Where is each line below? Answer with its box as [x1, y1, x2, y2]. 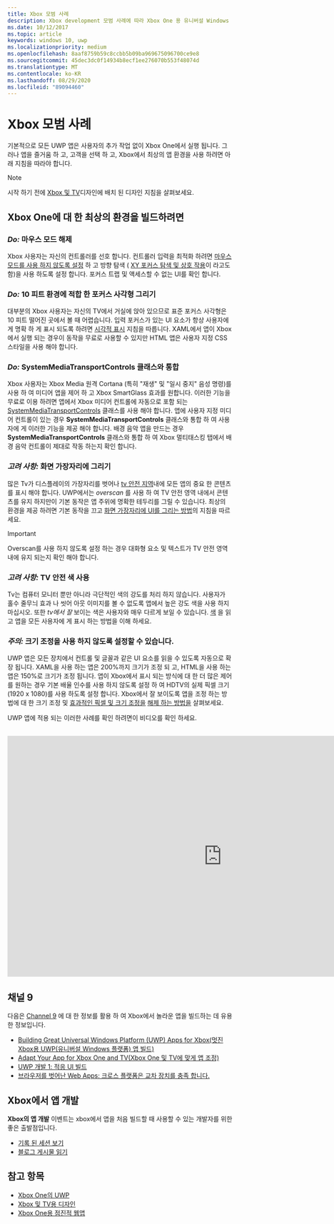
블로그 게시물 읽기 [17, 1147, 68, 1156]
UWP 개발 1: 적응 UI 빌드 [17, 1063, 87, 1071]
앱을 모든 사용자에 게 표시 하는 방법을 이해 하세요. [14, 617, 152, 625]
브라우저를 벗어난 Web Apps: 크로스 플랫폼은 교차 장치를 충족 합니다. [17, 1071, 211, 1080]
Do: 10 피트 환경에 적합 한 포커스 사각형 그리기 [7, 289, 156, 299]
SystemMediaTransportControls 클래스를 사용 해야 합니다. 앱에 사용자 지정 [7, 406, 218, 415]
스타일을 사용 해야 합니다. [7, 343, 79, 351]
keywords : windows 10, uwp [7, 37, 88, 44]
